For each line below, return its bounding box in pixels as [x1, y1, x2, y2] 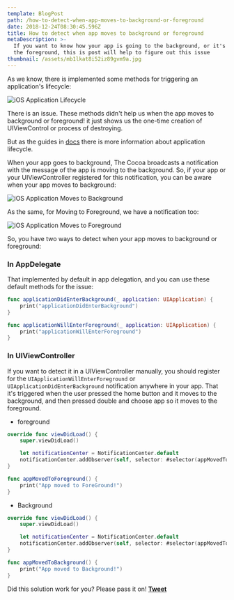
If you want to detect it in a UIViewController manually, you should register [7, 367, 221, 375]
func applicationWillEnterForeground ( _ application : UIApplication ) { [7, 321, 217, 328]
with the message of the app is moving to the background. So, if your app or [7, 165, 226, 174]
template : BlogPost [7, 10, 64, 17]
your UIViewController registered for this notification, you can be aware [7, 173, 212, 181]
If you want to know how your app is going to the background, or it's [13, 43, 226, 49]
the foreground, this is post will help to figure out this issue [13, 49, 210, 56]
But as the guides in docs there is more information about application [7, 137, 205, 146]
